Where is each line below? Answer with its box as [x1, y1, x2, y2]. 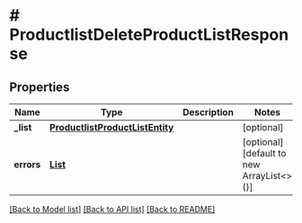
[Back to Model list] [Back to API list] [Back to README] [9, 204, 216, 214]
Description [182, 106, 234, 118]
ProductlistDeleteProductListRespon [9, 24, 289, 45]
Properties [9, 79, 70, 94]
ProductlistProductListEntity [49, 121, 174, 133]
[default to [242, 147, 287, 159]
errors [13, 158, 41, 171]
